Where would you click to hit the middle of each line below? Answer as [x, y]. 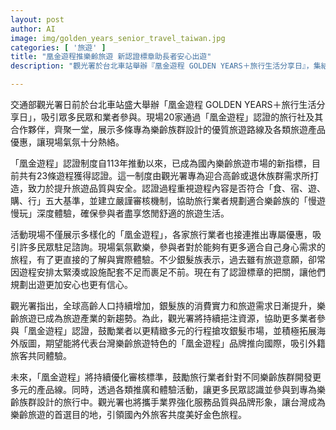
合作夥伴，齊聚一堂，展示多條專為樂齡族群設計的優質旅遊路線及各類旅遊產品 [168, 129]
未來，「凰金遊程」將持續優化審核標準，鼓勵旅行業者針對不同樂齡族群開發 [161, 377]
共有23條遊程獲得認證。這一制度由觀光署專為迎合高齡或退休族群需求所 [164, 175]
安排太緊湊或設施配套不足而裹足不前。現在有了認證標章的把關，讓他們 [181, 272]
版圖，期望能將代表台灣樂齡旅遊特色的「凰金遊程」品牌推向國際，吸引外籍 [172, 343]
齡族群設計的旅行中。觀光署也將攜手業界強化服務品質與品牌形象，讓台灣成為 [168, 402]
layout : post [37, 19]
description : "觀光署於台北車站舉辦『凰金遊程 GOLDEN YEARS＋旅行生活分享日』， [162, 66]
